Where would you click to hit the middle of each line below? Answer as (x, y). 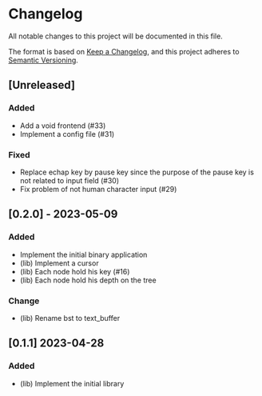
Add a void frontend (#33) (63, 126)
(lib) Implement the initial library (72, 383)
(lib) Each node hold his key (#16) (75, 271)
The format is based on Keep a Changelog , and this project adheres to (124, 51)
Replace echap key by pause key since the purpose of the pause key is (137, 172)
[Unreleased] (42, 85)
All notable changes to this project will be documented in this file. (116, 36)
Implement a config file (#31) (67, 134)
